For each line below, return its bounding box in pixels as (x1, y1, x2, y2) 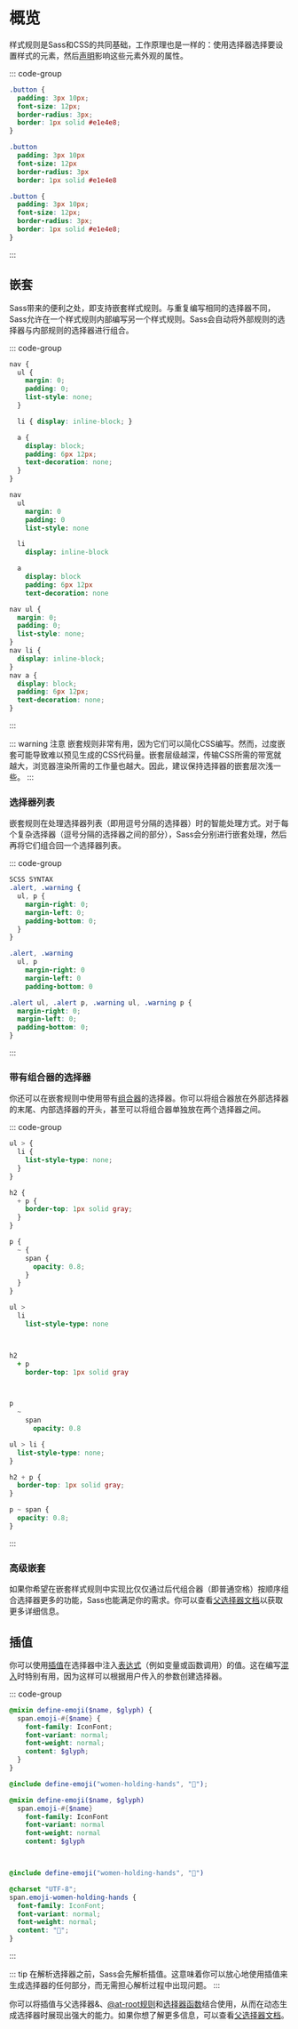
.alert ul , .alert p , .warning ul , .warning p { (9, 998, 192, 1007)
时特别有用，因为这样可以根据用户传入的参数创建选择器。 (17, 1671, 227, 1681)
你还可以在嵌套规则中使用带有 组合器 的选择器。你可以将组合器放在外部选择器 (9, 1093, 289, 1103)
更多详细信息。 (9, 1606, 64, 1616)
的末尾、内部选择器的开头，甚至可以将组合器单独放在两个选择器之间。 (9, 1104, 266, 1115)
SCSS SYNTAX (9, 875, 53, 885)
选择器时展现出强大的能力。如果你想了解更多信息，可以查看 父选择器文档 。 (16, 2010, 289, 2021)
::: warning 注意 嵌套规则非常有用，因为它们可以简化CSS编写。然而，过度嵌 (9, 739, 286, 749)
